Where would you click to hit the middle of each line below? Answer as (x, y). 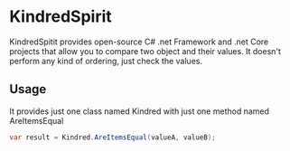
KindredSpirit (61, 17)
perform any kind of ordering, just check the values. (106, 61)
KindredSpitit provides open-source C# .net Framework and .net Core (139, 42)
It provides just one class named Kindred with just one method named (139, 111)
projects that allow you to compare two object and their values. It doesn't (145, 51)
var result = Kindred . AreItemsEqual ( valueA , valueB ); (113, 137)
